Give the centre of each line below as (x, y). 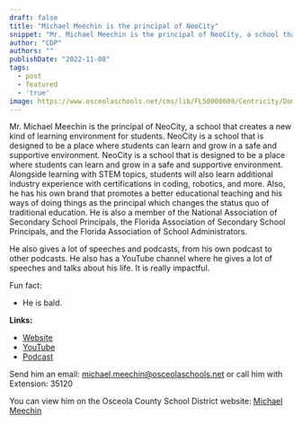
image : (22, 101)
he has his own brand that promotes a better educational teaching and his (146, 193)
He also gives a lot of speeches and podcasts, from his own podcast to (141, 249)
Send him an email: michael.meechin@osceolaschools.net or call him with (146, 375)
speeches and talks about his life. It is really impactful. (110, 268)
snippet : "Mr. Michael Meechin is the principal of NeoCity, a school (144, 34)
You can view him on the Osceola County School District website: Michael (146, 402)
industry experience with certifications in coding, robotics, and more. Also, (147, 184)
